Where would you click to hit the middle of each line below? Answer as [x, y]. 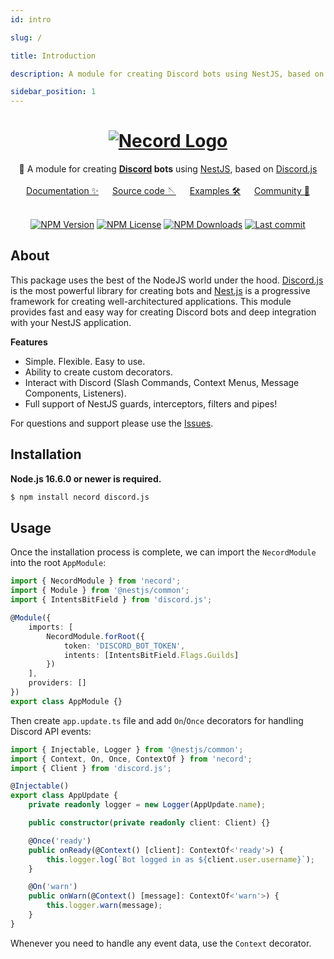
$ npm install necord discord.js [80, 497]
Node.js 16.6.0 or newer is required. [86, 478]
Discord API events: [51, 731]
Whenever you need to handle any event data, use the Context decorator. [161, 943]
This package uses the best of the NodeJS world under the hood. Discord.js [167, 280]
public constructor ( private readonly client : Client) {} [149, 823]
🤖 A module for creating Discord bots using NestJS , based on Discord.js [168, 169]
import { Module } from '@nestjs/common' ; [100, 591]
